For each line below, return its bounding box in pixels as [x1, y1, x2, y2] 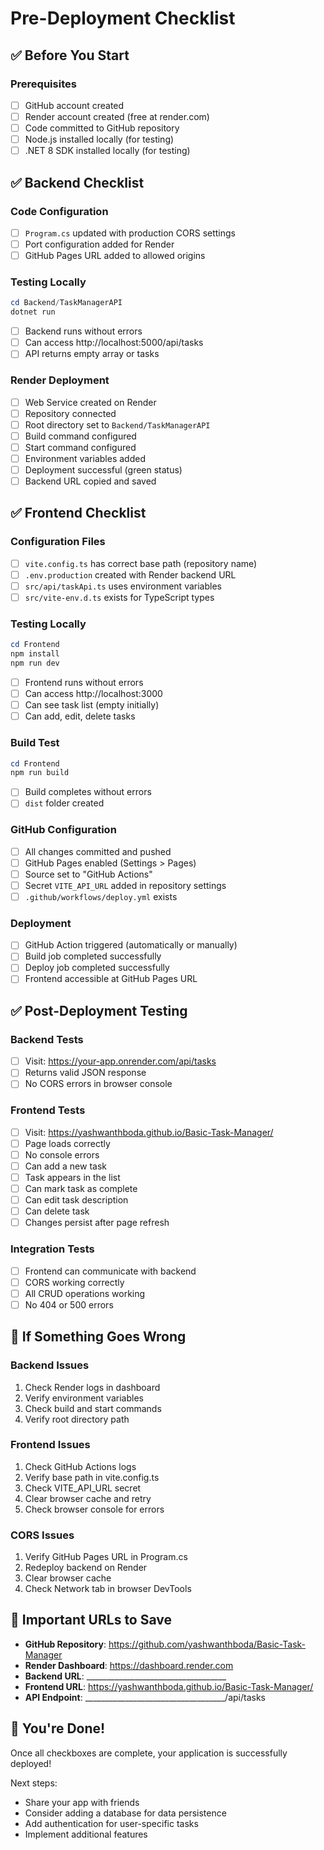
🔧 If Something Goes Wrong [10, 1328, 187, 1346]
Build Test [10, 736, 60, 750]
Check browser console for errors [24, 1503, 165, 1515]
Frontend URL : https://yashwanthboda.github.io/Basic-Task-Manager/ [24, 1680, 314, 1692]
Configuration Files [10, 535, 106, 549]
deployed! [10, 1757, 52, 1769]
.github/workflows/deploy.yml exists [24, 890, 178, 902]
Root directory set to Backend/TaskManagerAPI [24, 418, 211, 431]
